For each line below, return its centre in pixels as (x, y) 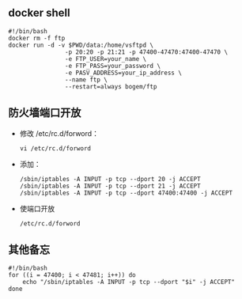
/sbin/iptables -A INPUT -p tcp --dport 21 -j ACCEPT (110, 186)
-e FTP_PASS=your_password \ (112, 66)
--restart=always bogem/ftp (111, 86)
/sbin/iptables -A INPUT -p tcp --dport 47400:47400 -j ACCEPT (126, 193)
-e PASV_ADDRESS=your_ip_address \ (123, 73)
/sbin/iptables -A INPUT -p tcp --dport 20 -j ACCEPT (110, 179)
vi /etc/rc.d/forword (55, 148)
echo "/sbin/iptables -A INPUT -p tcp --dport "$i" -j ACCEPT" (129, 282)
